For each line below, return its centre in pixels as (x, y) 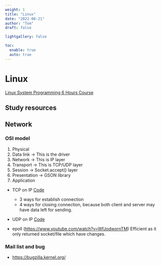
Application (24, 180)
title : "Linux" (20, 14)
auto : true (20, 54)
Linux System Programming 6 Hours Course (49, 92)
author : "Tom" (20, 23)
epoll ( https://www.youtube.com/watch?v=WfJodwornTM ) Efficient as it (84, 229)
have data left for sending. (46, 210)
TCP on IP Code (28, 190)
